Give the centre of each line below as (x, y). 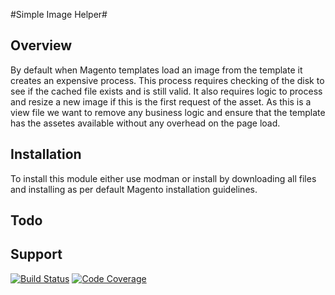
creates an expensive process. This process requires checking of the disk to (167, 80)
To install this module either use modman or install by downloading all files (163, 178)
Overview (41, 45)
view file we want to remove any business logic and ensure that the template (168, 112)
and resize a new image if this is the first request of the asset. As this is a (161, 101)
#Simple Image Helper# (59, 14)
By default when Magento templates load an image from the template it (156, 70)
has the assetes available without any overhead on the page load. (145, 123)
